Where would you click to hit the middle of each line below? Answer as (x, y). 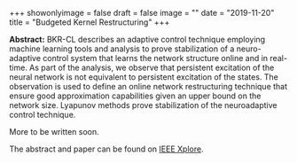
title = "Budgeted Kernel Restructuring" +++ (90, 22)
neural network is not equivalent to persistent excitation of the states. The (144, 77)
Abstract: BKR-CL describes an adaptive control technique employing (137, 39)
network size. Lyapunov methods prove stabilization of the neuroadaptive (143, 105)
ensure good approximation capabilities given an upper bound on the (135, 96)
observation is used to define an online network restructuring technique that (148, 86)
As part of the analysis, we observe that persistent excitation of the (152, 67)
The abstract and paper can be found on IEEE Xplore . (106, 149)
